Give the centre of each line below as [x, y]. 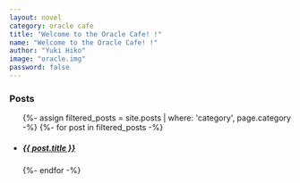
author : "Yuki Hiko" [48, 51]
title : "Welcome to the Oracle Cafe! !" [86, 34]
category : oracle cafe [51, 26]
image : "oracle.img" [48, 59]
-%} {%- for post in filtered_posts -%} [93, 128]
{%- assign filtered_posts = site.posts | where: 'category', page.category [156, 118]
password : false [39, 68]
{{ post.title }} [49, 147]
